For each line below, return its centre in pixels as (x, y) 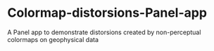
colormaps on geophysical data (53, 39)
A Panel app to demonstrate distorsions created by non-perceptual (104, 32)
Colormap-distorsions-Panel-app (107, 13)
